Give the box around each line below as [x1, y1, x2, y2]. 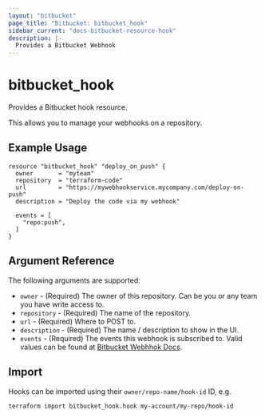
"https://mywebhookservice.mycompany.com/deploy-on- [65, 183, 245, 191]
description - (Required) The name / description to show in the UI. [19, 325, 239, 335]
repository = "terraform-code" [15, 176, 124, 184]
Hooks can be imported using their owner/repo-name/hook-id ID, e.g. [8, 386, 231, 396]
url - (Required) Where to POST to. [19, 316, 136, 326]
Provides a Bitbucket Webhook [15, 42, 116, 50]
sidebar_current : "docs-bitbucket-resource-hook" [8, 26, 177, 34]
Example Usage [8, 141, 88, 155]
